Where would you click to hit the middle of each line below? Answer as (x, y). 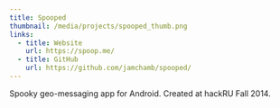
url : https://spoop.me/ (70, 51)
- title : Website (50, 43)
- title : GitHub (48, 59)
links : (22, 34)
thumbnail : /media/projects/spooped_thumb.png (98, 26)
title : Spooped (38, 18)
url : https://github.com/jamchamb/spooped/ (109, 68)
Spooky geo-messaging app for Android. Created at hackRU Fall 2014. (140, 93)
